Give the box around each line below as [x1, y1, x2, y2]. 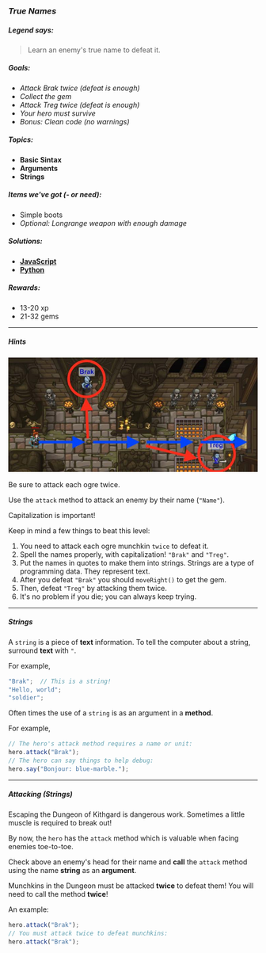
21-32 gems [19, 311, 59, 321]
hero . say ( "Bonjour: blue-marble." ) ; [8, 764, 129, 773]
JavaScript [19, 256, 57, 266]
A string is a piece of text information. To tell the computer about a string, [8, 637, 251, 646]
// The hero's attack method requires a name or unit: [8, 740, 193, 748]
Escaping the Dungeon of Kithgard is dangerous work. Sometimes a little [8, 810, 245, 819]
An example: [8, 905, 49, 914]
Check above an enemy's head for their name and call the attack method [8, 857, 248, 867]
